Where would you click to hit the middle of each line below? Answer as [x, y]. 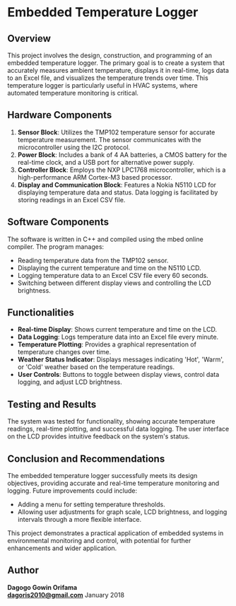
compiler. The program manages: [56, 246]
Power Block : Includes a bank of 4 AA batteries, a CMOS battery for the [122, 155]
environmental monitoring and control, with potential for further [99, 541]
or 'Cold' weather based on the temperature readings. [96, 367]
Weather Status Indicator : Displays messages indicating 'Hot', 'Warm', [120, 360]
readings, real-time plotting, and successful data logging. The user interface [118, 429]
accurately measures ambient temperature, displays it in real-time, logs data [118, 70]
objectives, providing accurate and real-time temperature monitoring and [113, 483]
